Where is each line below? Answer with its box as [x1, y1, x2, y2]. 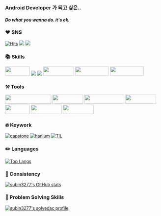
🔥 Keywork [5, 121, 32, 128]
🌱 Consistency [5, 170, 41, 177]
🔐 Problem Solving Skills [5, 194, 64, 201]
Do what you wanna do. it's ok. [5, 17, 70, 23]
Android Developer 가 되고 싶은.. [5, 4, 81, 11]
